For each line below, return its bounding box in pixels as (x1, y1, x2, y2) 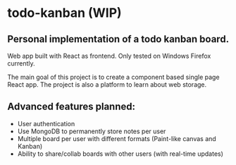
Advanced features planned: (7, 101, 136, 113)
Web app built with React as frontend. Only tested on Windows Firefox (7, 51, 211, 60)
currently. (7, 59, 35, 68)
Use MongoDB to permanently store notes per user (17, 127, 166, 135)
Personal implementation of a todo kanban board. (7, 33, 230, 45)
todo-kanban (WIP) (7, 5, 122, 21)
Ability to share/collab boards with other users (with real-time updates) (17, 149, 224, 158)
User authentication (17, 119, 75, 128)
